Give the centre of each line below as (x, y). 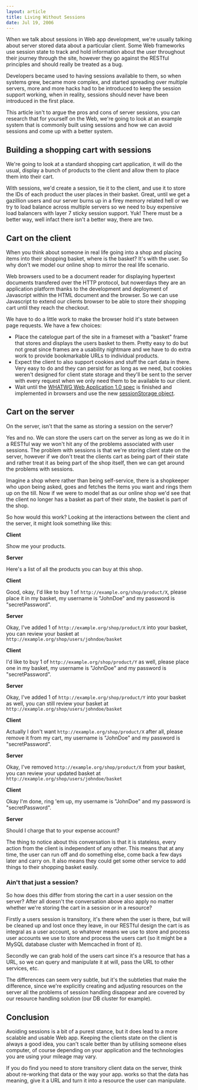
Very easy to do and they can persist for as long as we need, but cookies (103, 368)
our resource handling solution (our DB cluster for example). (79, 998)
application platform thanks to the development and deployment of (87, 289)
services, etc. (23, 968)
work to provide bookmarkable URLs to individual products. (87, 356)
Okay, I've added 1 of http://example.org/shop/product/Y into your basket (96, 697)
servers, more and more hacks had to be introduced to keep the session (94, 89)
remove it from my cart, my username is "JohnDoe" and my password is (93, 738)
